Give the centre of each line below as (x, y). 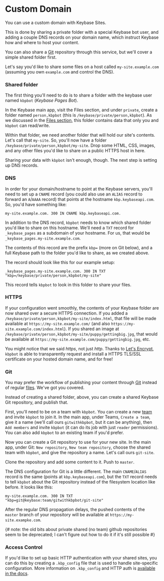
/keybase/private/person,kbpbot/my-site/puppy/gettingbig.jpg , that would (81, 334)
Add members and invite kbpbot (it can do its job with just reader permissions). (82, 428)
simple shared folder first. (31, 57)
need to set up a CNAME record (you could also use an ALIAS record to (74, 194)
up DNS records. (22, 166)
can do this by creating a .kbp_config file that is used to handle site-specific (82, 563)
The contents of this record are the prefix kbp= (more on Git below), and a (79, 247)
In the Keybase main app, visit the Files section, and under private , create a (81, 110)
